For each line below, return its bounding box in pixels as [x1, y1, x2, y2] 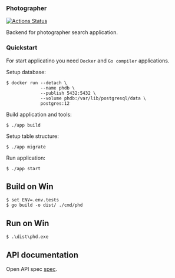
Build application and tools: [6, 111, 72, 118]
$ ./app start [6, 166, 41, 171]
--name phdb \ [40, 85, 75, 91]
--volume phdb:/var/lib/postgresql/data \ [40, 95, 146, 101]
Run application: [6, 154, 45, 161]
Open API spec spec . [6, 266, 58, 273]
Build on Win [6, 181, 54, 191]
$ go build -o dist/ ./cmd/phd [6, 202, 83, 208]
